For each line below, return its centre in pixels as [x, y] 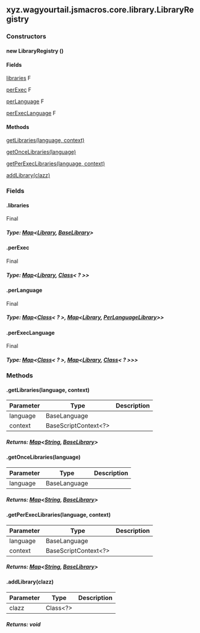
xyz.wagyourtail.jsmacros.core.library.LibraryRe [100, 10]
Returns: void [23, 624]
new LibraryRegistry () [35, 51]
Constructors [26, 37]
